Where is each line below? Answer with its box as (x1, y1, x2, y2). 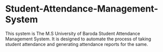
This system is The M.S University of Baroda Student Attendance (5, 30, 140, 36)
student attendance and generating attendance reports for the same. (5, 41, 148, 47)
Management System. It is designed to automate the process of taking (5, 36, 151, 42)
